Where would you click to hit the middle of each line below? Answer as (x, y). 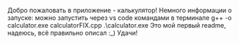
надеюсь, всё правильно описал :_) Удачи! (72, 33)
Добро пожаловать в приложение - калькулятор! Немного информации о (119, 10)
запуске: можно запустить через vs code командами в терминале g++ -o (119, 18)
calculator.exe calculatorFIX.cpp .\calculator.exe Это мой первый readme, (117, 25)
